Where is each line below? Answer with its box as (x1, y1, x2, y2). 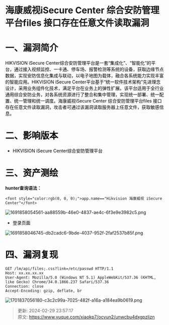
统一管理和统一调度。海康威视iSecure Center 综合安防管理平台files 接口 (14, 98, 162, 104)
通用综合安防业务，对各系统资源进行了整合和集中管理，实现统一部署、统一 (5, 91, 159, 98)
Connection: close (5, 284, 44, 289)
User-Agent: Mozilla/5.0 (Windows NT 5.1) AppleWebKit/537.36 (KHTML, (5, 275, 156, 280)
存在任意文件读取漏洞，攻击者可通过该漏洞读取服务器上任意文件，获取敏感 (5, 104, 159, 110)
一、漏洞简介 (5, 42, 59, 54)
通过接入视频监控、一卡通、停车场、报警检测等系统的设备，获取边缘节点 (14, 66, 164, 72)
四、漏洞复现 (5, 249, 59, 261)
